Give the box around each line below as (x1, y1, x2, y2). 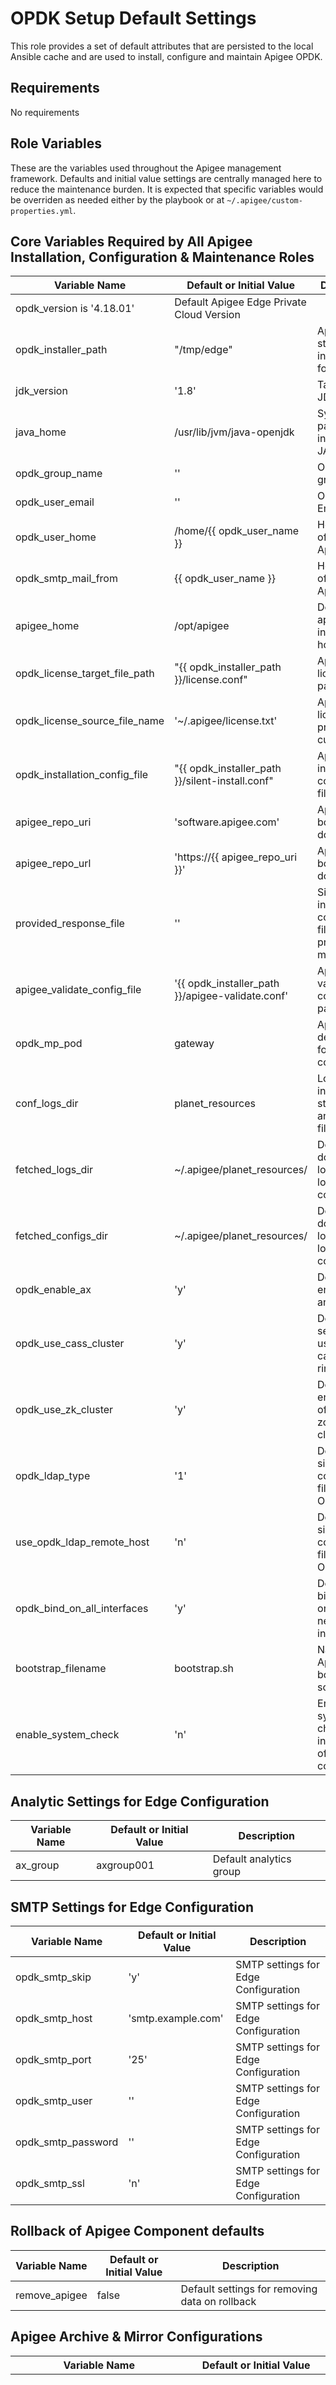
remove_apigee (15, 2288, 88, 2302)
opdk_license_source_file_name (15, 714, 165, 728)
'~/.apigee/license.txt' (174, 714, 278, 728)
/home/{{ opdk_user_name (174, 524, 300, 538)
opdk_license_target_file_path (15, 667, 155, 681)
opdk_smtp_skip (15, 1970, 92, 1984)
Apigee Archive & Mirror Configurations (10, 2328, 263, 2346)
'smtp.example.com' (128, 2012, 224, 2025)
